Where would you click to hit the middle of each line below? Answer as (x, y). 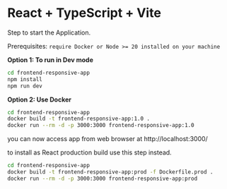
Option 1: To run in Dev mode (51, 60)
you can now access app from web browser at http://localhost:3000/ (108, 139)
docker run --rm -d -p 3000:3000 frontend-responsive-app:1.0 (101, 126)
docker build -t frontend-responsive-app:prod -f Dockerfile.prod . (110, 172)
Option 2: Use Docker (40, 99)
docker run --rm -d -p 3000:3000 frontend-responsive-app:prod (103, 178)
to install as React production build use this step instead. (89, 152)
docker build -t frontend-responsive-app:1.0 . (79, 119)
